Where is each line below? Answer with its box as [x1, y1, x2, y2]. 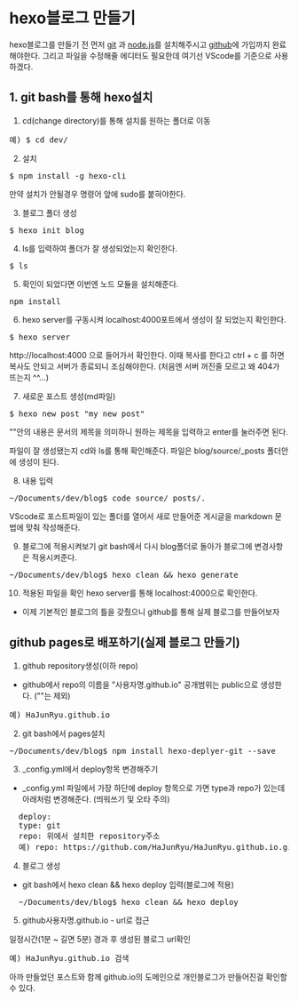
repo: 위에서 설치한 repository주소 [18, 830, 161, 841]
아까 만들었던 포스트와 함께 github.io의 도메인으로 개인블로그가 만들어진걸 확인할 [9, 971, 288, 982]
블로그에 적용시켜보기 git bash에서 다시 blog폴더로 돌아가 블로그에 [21, 541, 253, 551]
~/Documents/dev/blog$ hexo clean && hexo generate [9, 570, 239, 580]
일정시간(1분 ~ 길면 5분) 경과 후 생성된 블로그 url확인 [9, 933, 191, 944]
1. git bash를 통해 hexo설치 [9, 90, 153, 105]
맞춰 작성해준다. [25, 522, 81, 533]
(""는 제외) [34, 690, 71, 701]
